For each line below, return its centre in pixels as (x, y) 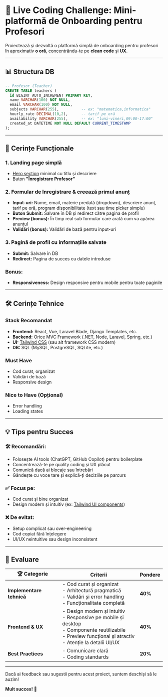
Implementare (25, 591)
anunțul (20, 224)
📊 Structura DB (30, 72)
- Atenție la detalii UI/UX (91, 643)
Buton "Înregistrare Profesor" (44, 179)
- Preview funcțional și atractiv (98, 636)
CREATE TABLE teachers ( (31, 91)
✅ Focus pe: (20, 488)
